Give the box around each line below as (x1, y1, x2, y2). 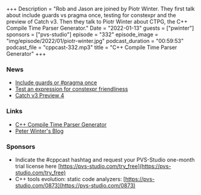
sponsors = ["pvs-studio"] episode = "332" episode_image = (6, 31, 159, 38)
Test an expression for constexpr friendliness (15, 85, 128, 93)
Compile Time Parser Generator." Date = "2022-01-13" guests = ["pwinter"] (6, 24, 194, 31)
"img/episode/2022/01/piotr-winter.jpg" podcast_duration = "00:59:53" (6, 38, 184, 44)
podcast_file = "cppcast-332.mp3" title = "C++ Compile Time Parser (6, 44, 177, 51)
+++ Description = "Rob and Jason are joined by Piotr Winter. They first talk (6, 5, 195, 12)
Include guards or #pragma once (15, 79, 97, 87)
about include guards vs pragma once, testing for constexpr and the (6, 12, 177, 19)
